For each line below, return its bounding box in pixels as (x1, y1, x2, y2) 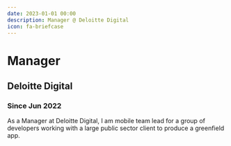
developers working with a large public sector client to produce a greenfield (7, 124, 225, 132)
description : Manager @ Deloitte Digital (7, 17, 129, 24)
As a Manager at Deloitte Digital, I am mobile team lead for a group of (7, 117, 205, 125)
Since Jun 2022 (7, 101, 62, 111)
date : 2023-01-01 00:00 (7, 10, 77, 17)
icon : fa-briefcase (7, 23, 64, 30)
